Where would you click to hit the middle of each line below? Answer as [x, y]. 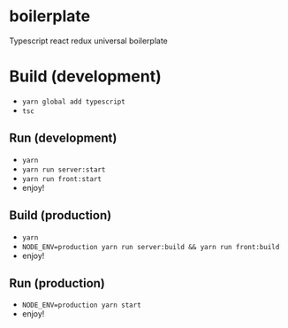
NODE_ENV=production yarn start [81, 305]
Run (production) [57, 283]
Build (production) [61, 215]
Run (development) [63, 138]
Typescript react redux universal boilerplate [88, 41]
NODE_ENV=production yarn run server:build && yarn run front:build [151, 247]
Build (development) [85, 76]
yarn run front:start [61, 179]
